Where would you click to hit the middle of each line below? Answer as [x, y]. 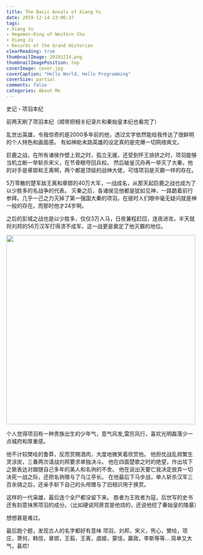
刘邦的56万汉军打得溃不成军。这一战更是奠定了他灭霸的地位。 [89, 226]
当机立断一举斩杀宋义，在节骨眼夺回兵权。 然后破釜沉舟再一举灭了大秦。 [97, 162]
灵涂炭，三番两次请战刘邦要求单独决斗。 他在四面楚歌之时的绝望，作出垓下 [100, 462]
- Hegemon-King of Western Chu [46, 35]
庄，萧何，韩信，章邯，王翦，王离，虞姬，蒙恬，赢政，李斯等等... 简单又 [97, 538]
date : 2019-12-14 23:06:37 [40, 18]
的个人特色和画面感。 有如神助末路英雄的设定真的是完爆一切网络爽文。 [94, 142]
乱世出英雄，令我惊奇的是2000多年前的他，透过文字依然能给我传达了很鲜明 [100, 135]
